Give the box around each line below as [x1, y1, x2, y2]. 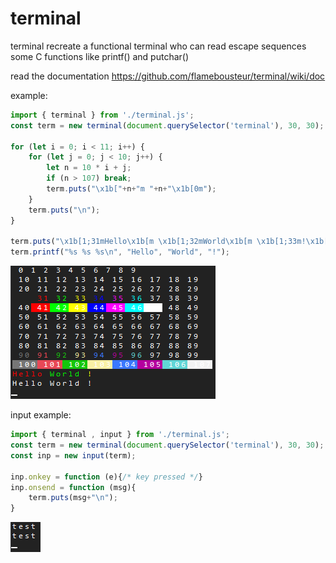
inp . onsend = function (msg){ [10, 482, 137, 492]
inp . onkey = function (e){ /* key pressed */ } [10, 472, 203, 482]
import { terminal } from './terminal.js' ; [10, 110, 195, 120]
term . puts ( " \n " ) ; [28, 205, 101, 215]
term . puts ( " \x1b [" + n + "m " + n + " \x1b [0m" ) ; [46, 184, 217, 194]
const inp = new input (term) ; [10, 450, 137, 461]
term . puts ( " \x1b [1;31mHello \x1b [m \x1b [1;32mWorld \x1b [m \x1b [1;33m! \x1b [10, 237, 325, 247]
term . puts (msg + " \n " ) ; [28, 493, 118, 503]
